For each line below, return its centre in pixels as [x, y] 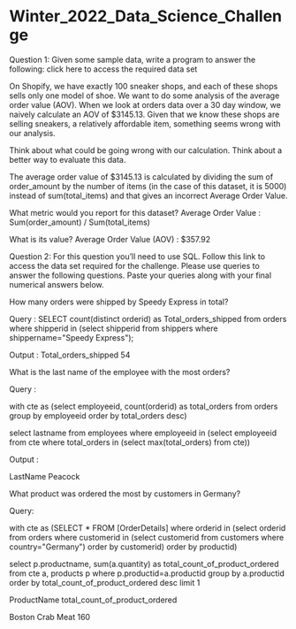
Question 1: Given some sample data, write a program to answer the [133, 59]
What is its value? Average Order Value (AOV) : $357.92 [110, 239]
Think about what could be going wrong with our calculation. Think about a [146, 150]
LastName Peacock [45, 476]
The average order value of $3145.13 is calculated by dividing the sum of [141, 176]
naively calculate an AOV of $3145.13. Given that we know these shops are [144, 114]
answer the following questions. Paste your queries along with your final [140, 275]
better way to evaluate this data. [68, 159]
